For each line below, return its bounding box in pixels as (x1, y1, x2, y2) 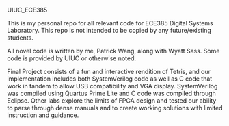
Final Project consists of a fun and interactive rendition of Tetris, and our (7, 68, 211, 75)
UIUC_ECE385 (7, 6, 48, 14)
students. (7, 34, 34, 42)
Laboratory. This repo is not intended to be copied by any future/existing (7, 27, 212, 34)
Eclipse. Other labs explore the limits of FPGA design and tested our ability (7, 97, 217, 105)
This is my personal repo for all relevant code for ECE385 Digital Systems (7, 19, 213, 27)
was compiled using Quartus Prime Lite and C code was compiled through (7, 89, 217, 97)
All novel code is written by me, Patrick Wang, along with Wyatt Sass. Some (7, 47, 220, 55)
